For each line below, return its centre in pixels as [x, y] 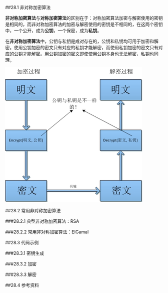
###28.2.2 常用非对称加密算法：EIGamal [47, 232]
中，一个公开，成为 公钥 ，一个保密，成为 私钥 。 [53, 31]
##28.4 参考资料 [22, 285]
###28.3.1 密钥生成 [24, 253]
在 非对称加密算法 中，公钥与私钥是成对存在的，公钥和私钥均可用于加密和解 [82, 41]
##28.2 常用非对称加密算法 [33, 210]
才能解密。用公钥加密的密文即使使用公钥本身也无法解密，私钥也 [88, 54]
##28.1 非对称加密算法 [28, 7]
